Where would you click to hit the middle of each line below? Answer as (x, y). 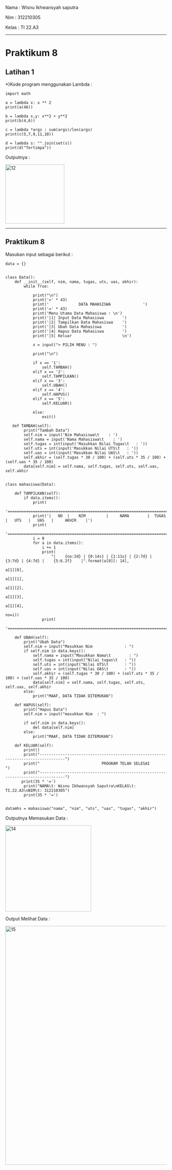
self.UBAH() (55, 385)
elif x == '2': (49, 372)
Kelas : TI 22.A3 (22, 27)
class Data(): (20, 277)
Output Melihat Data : (28, 918)
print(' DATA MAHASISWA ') (90, 304)
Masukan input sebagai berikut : (39, 254)
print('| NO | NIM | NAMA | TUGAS (99, 516)
